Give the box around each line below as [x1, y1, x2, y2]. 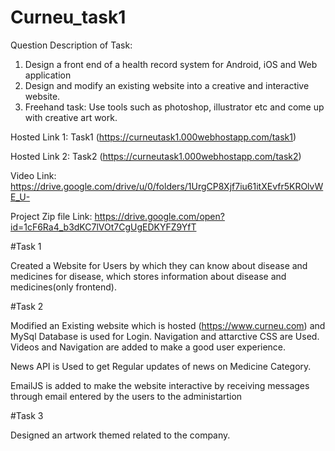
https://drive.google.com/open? [94, 210, 225, 222]
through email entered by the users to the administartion [10, 390, 243, 402]
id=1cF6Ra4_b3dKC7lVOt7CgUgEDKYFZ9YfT [10, 221, 197, 233]
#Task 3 [10, 409, 44, 421]
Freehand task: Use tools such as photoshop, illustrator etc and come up [24, 101, 325, 113]
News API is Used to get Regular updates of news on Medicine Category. [10, 360, 312, 372]
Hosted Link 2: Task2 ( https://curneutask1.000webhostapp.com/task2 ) [10, 150, 302, 162]
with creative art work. [24, 111, 118, 123]
